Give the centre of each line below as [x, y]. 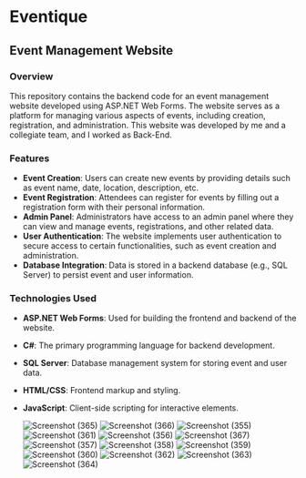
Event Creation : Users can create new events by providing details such [157, 178]
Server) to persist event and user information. [108, 275]
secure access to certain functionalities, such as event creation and [149, 246]
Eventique [49, 17]
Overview [31, 76]
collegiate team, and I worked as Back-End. [91, 135]
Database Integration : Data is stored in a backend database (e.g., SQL [155, 265]
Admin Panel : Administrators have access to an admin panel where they [158, 217]
